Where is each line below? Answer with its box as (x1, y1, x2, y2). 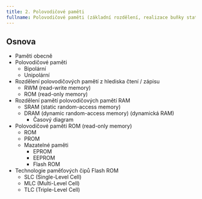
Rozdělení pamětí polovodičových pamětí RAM (14, 97, 130, 104)
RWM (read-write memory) (23, 85, 91, 92)
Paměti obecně (14, 52, 53, 60)
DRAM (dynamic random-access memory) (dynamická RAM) (23, 110, 174, 117)
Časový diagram (32, 116, 74, 123)
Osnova (6, 37, 36, 47)
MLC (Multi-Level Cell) (23, 180, 80, 187)
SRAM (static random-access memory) (23, 103, 121, 111)
